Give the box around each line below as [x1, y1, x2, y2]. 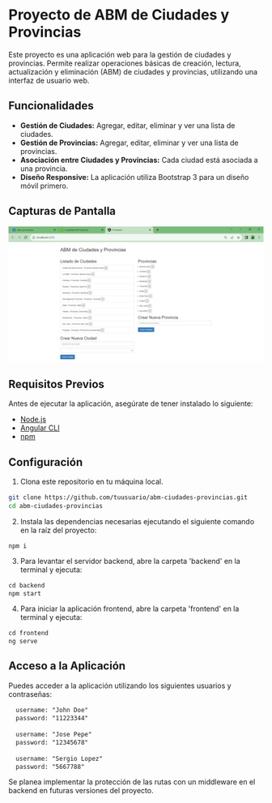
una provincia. [19, 164, 68, 173]
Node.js [19, 415, 47, 425]
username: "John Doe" [15, 706, 89, 714]
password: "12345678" [15, 738, 89, 746]
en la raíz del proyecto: [19, 525, 97, 535]
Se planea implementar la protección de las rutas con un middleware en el [8, 776, 256, 787]
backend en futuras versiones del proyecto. [8, 785, 154, 795]
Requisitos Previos [8, 377, 105, 391]
